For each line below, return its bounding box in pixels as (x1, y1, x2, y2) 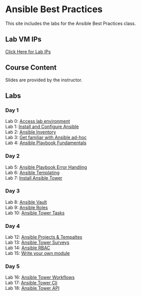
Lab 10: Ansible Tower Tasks (5, 210, 65, 216)
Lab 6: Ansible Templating (5, 169, 60, 176)
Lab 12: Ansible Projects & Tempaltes (5, 234, 83, 240)
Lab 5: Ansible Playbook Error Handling (5, 164, 87, 170)
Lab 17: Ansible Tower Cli (5, 280, 57, 286)
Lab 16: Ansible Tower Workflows (5, 274, 75, 280)
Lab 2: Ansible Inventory (5, 129, 56, 135)
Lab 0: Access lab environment (5, 118, 70, 124)
